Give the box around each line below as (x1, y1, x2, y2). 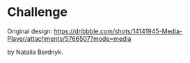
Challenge (7, 4, 68, 20)
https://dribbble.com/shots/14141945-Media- (54, 27, 183, 35)
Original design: (7, 27, 53, 35)
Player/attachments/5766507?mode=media (7, 34, 132, 42)
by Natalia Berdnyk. (7, 48, 64, 56)
